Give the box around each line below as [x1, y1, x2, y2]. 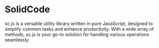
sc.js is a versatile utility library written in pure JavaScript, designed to [5, 20, 153, 27]
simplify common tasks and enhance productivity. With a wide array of [5, 26, 154, 32]
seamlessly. [5, 37, 30, 43]
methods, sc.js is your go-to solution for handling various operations [5, 31, 149, 37]
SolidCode [5, 4, 50, 15]
